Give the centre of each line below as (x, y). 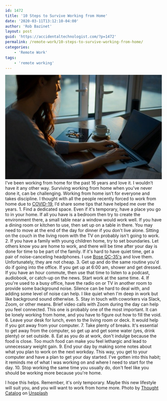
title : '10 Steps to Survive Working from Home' (56, 16)
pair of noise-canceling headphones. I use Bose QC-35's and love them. (79, 257)
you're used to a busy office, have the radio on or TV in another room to (79, 283)
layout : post (19, 32)
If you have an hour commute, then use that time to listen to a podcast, (78, 273)
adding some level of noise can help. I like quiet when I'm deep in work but (82, 294)
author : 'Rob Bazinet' (29, 26)
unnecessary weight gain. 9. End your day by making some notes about (78, 347)
